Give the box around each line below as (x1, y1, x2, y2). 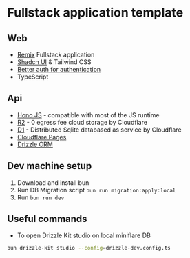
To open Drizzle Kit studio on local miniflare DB (17, 231, 151, 239)
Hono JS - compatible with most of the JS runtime (17, 110, 160, 119)
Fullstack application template (7, 5, 184, 21)
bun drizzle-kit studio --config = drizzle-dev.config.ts (7, 245, 171, 252)
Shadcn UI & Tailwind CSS (17, 58, 92, 66)
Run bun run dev (17, 193, 65, 201)
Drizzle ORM (17, 140, 54, 148)
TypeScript (17, 72, 49, 81)
